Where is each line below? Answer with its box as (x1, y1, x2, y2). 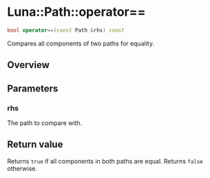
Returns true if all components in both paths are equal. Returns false (7, 157, 203, 165)
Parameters (7, 82, 59, 94)
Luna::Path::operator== (7, 4, 146, 20)
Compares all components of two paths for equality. (7, 39, 155, 47)
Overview (7, 59, 50, 71)
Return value (7, 139, 63, 151)
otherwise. (7, 164, 38, 173)
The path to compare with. (7, 118, 83, 127)
